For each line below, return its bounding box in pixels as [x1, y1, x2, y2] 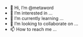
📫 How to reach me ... [10, 26, 57, 32]
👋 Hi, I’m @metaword [10, 5, 54, 10]
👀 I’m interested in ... [10, 10, 53, 16]
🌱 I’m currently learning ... [10, 15, 64, 21]
